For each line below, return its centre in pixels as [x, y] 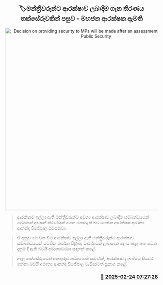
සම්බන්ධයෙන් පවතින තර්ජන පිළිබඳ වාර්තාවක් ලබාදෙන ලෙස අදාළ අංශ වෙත [87, 243]
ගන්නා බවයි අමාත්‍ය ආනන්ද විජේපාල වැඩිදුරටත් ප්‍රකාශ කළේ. [72, 264]
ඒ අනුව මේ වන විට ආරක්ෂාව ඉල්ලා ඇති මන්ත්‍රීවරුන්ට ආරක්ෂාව [75, 237]
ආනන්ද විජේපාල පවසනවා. [42, 228]
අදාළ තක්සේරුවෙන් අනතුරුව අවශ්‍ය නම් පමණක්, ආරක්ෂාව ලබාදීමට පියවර [85, 258]
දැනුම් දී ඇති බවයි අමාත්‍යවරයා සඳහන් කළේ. [57, 249]
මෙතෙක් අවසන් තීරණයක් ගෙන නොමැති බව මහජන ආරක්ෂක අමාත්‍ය [81, 222]
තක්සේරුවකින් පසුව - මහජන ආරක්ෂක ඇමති [81, 19]
